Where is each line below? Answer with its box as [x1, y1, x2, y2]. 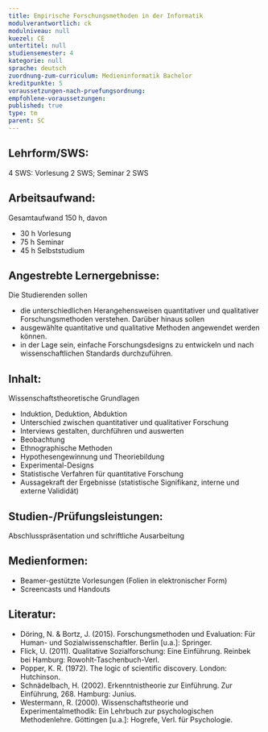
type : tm [8, 110, 38, 118]
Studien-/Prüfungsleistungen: [8, 509, 163, 523]
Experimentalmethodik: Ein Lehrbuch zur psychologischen [19, 706, 214, 716]
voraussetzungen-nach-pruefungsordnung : [8, 86, 146, 95]
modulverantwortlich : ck [8, 19, 92, 27]
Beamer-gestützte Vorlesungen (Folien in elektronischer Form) [19, 576, 228, 585]
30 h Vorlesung [19, 228, 72, 238]
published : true [8, 102, 63, 110]
